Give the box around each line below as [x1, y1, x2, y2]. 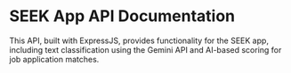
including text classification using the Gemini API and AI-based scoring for [9, 44, 282, 55]
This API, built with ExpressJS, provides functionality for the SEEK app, [9, 35, 270, 46]
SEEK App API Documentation [9, 6, 236, 26]
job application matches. [9, 54, 100, 64]
